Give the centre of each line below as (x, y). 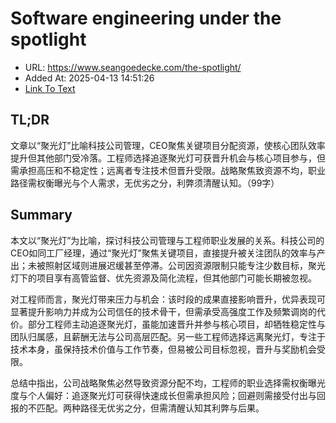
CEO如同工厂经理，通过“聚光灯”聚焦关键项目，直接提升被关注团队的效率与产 (168, 253)
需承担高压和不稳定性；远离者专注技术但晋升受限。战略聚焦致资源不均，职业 (168, 170)
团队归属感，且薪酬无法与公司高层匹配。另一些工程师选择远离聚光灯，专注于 (168, 336)
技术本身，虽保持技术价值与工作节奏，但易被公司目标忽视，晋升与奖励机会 (163, 349)
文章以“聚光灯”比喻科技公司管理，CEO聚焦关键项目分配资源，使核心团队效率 (168, 145)
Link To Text (50, 88)
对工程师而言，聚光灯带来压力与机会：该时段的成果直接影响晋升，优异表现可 (168, 299)
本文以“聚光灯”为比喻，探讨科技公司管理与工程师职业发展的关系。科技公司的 (167, 240)
